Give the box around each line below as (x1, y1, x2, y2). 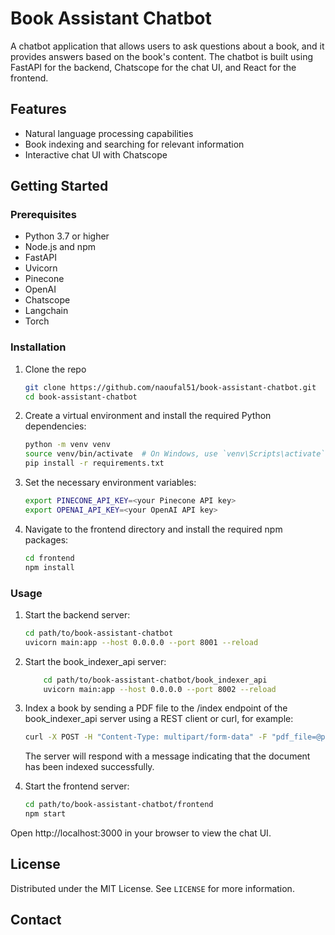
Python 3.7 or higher (24, 230, 110, 242)
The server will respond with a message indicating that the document (24, 750, 311, 762)
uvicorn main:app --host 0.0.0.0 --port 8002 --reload (43, 684, 277, 694)
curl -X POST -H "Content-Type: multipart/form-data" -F (24, 732, 268, 742)
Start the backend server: (24, 608, 131, 621)
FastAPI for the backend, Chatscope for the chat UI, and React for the (10, 61, 297, 73)
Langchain (24, 305, 69, 317)
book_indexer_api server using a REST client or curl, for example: (24, 713, 294, 725)
